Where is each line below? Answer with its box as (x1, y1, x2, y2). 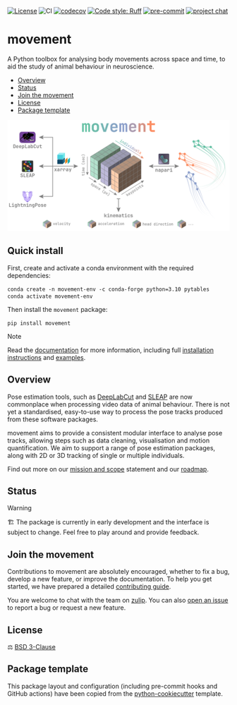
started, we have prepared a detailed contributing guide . (7, 582, 171, 591)
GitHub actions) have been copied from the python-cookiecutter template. (7, 689, 224, 698)
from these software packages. (7, 415, 99, 423)
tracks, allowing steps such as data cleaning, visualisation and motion (7, 436, 210, 445)
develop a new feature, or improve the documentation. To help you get (7, 575, 212, 584)
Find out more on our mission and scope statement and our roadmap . (7, 464, 209, 473)
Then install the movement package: (7, 305, 108, 313)
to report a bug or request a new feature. (7, 603, 126, 612)
